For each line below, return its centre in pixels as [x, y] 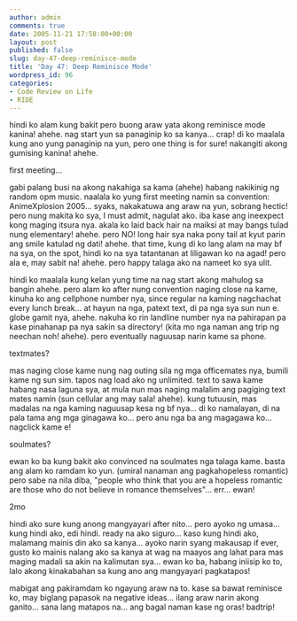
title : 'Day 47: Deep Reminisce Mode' [81, 67]
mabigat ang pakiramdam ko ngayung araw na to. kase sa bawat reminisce [146, 588]
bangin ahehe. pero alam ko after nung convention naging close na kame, [143, 290]
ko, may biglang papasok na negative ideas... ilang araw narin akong [134, 598]
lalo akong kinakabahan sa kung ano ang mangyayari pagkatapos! [130, 571]
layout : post [33, 42]
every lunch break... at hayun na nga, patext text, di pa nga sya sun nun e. [144, 308]
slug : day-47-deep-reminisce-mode [73, 58]
